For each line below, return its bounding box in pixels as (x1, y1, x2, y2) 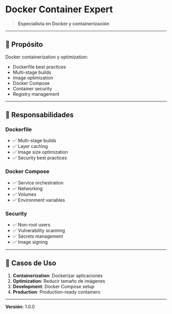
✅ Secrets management (12, 233, 63, 239)
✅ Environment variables (12, 197, 66, 203)
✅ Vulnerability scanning (12, 227, 66, 234)
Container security (12, 86, 52, 92)
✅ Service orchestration (12, 179, 64, 185)
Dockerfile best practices (12, 64, 67, 70)
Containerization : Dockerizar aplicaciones (12, 273, 103, 279)
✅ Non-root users (12, 222, 51, 228)
